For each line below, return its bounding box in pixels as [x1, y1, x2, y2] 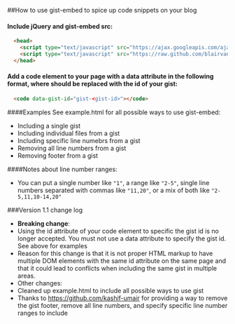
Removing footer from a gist [17, 151, 99, 160]
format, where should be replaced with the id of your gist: [7, 80, 178, 88]
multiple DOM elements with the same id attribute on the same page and [17, 256, 227, 265]
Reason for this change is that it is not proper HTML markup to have [17, 249, 213, 257]
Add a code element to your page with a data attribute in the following [7, 72, 214, 81]
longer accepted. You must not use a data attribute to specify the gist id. [17, 234, 226, 243]
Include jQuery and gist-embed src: [7, 22, 113, 30]
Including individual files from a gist [17, 129, 120, 137]
